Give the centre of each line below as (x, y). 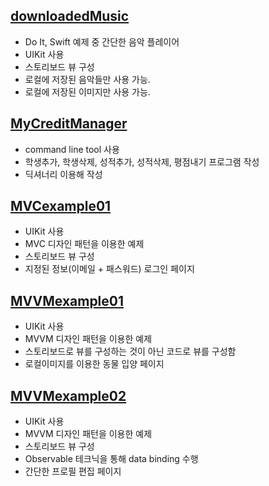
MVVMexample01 (67, 300)
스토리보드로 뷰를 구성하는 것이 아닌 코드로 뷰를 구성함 (130, 351)
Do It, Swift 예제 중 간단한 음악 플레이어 (102, 41)
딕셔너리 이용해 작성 (63, 174)
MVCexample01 (61, 206)
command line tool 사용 (72, 149)
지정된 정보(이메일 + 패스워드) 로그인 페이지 (109, 269)
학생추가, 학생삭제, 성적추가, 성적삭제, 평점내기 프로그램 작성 (142, 161)
